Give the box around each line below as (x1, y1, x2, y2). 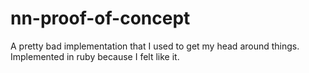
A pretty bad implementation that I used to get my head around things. (10, 40, 300, 52)
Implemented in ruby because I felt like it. (10, 50, 180, 62)
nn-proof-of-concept (10, 7, 191, 30)
